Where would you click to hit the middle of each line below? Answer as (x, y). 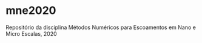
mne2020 (31, 11)
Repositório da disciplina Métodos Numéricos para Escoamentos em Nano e (101, 27)
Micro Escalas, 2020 (31, 33)
